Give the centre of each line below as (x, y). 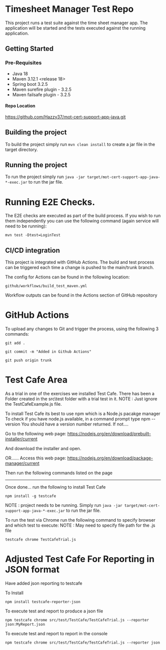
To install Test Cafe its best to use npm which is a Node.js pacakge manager (83, 414)
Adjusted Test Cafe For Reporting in (80, 559)
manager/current (22, 463)
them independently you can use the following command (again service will (82, 221)
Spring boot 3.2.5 (30, 84)
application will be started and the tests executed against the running (75, 28)
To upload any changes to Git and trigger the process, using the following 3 (82, 329)
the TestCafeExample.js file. (34, 404)
